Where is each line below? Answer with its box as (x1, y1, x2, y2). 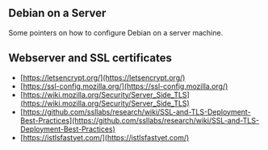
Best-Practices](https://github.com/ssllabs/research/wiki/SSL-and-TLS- (19, 115, 260, 125)
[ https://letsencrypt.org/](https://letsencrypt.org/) (19, 73, 186, 82)
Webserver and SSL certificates (8, 52, 172, 65)
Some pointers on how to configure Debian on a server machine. (8, 27, 224, 37)
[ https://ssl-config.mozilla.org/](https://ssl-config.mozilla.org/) (19, 81, 228, 91)
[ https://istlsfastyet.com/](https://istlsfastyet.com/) (19, 132, 190, 142)
